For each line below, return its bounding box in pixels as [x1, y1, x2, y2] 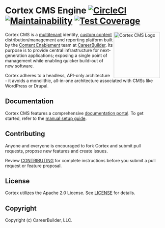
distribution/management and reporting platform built [5, 37, 113, 43]
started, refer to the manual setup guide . [5, 115, 87, 121]
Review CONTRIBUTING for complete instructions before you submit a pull [5, 157, 156, 163]
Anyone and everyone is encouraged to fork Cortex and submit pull [5, 142, 141, 148]
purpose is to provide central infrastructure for [5, 47, 99, 53]
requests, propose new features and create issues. [5, 148, 108, 154]
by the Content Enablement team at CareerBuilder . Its [5, 42, 113, 48]
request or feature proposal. [5, 163, 62, 169]
